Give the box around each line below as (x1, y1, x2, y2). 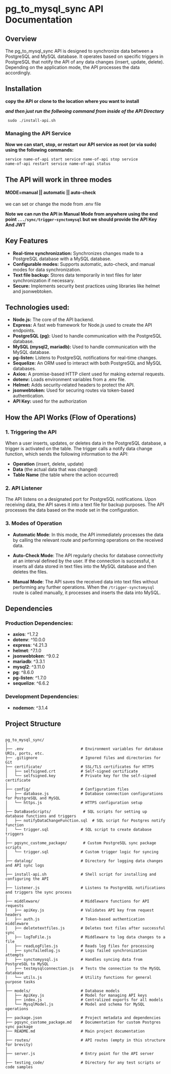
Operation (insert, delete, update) (12, 461, 84, 467)
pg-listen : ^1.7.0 (12, 675, 47, 681)
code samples (5, 1065, 33, 1070)
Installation (5, 85, 42, 93)
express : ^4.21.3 (12, 642, 47, 648)
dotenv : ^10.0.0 (12, 637, 45, 643)
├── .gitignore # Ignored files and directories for (5, 755, 161, 761)
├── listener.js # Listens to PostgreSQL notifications (5, 886, 166, 891)
